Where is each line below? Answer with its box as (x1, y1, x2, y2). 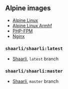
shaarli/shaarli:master (5, 68, 63, 74)
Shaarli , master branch (12, 78, 59, 84)
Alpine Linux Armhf (12, 22, 52, 28)
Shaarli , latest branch (12, 56, 59, 62)
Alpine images (5, 4, 51, 12)
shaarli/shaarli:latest (5, 45, 63, 51)
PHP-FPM (12, 27, 33, 34)
